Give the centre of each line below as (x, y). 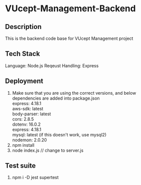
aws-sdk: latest (28, 108)
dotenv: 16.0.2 (26, 124)
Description (23, 27)
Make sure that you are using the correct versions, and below (74, 93)
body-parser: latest (32, 114)
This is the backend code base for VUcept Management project (69, 38)
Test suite (20, 166)
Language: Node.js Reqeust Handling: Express (52, 66)
